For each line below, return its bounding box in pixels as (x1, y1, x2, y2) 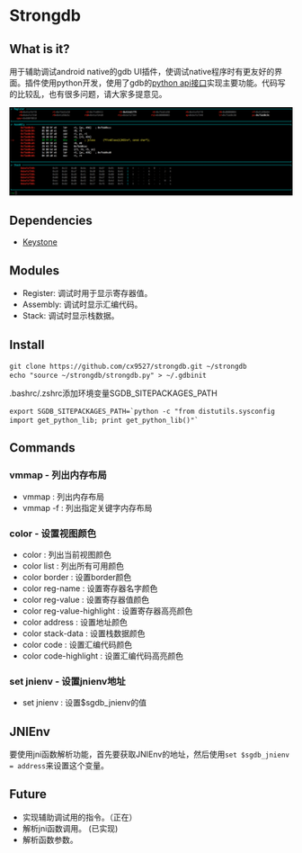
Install (9, 337, 45, 352)
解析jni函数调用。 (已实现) (22, 822, 119, 833)
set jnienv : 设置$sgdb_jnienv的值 (22, 697, 147, 708)
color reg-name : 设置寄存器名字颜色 (22, 582, 158, 594)
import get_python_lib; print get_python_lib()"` (9, 416, 200, 425)
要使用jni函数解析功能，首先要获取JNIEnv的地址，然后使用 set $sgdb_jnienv (9, 749, 290, 760)
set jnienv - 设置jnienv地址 (9, 675, 126, 687)
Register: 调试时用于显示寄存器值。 (22, 288, 153, 299)
